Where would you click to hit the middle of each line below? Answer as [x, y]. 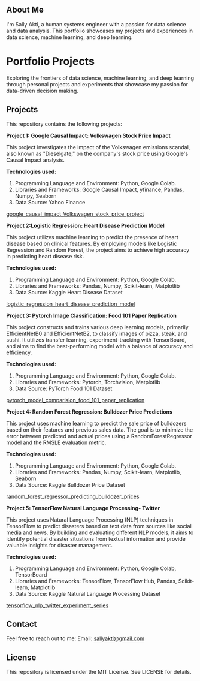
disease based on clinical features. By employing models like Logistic [92, 243]
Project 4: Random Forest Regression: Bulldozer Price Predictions [89, 412]
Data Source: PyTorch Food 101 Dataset [63, 388]
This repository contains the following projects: [64, 124]
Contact [22, 624]
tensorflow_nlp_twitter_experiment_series [57, 605]
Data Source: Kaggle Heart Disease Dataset [69, 292]
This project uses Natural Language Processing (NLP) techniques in [90, 519]
